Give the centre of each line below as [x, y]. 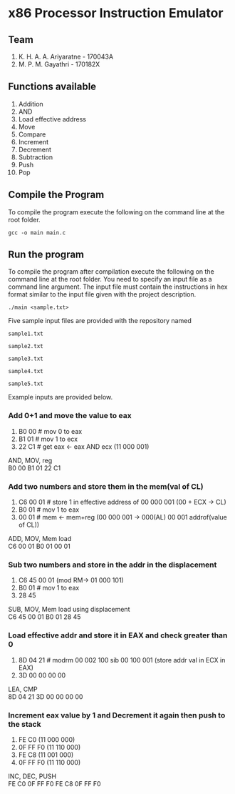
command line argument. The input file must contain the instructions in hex [118, 287]
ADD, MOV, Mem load [40, 539]
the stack [25, 724]
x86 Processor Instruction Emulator [116, 13]
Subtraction [35, 157]
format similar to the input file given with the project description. [102, 294]
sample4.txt [26, 372]
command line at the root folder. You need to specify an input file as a [110, 279]
